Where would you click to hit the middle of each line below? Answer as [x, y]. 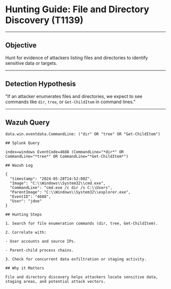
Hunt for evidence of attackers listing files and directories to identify [77, 58]
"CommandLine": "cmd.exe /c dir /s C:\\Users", [61, 188]
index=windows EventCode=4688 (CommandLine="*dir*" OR [65, 152]
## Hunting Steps [24, 215]
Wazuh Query [27, 122]
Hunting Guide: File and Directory [77, 9]
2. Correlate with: [26, 233]
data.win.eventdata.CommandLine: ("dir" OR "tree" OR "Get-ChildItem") [83, 134]
